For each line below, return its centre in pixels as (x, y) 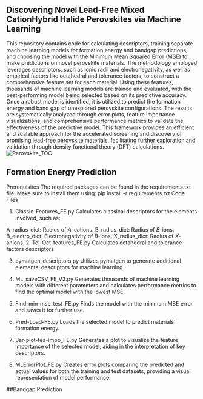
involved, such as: (38, 218)
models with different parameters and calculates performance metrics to (106, 285)
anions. (15, 243)
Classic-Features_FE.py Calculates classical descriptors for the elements (106, 211)
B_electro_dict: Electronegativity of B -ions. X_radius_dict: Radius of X (92, 236)
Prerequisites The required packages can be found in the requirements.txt (98, 187)
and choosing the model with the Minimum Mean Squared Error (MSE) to (97, 56)
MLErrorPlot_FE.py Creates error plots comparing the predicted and (100, 364)
